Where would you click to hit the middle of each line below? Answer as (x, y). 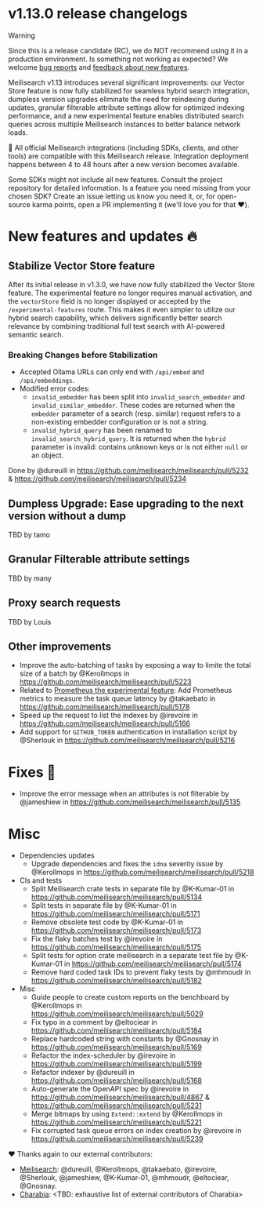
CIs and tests (41, 880)
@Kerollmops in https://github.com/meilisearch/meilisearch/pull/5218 (142, 873)
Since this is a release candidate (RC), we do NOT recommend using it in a (128, 50)
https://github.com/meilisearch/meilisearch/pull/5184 (116, 1031)
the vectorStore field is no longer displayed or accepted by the (110, 301)
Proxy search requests (65, 603)
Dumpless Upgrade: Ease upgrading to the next (126, 503)
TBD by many (30, 578)
